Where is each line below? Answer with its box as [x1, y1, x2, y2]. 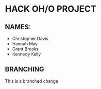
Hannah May [12, 41, 38, 47]
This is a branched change [5, 78, 58, 84]
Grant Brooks [12, 46, 39, 52]
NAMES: [5, 23, 31, 31]
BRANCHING [5, 65, 45, 73]
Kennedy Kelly [12, 51, 41, 57]
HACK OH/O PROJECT [5, 3, 97, 15]
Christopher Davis [12, 36, 49, 41]
